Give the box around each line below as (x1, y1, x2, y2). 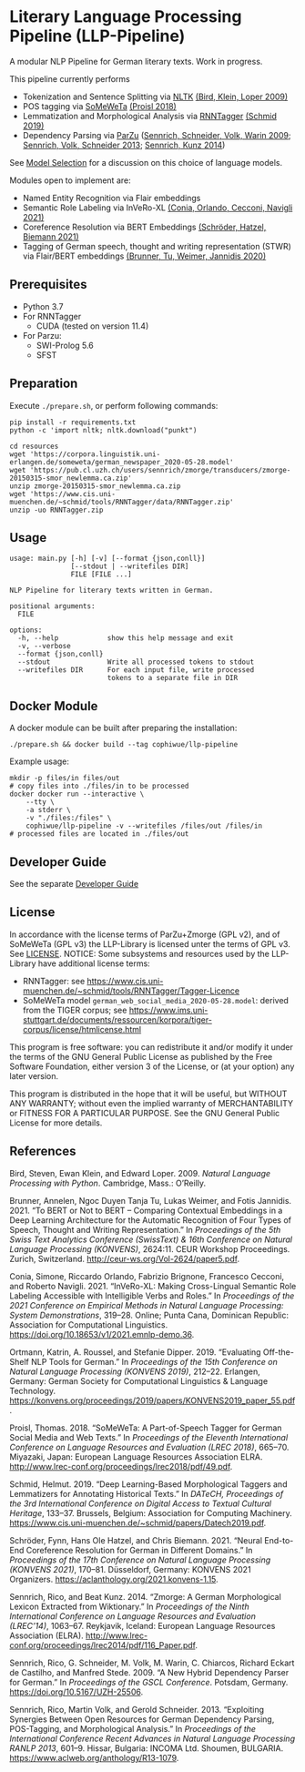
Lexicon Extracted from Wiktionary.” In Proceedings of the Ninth (9, 1601, 249, 1612)
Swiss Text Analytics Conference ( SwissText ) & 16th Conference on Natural (9, 1234, 293, 1245)
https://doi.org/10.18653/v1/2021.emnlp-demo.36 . (9, 1329, 195, 1339)
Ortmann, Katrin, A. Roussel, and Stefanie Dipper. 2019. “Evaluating (9, 1346, 261, 1358)
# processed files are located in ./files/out (9, 830, 189, 839)
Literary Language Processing (9, 6, 242, 27)
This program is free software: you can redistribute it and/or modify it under (9, 1041, 293, 1053)
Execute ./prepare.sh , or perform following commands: (9, 400, 219, 411)
